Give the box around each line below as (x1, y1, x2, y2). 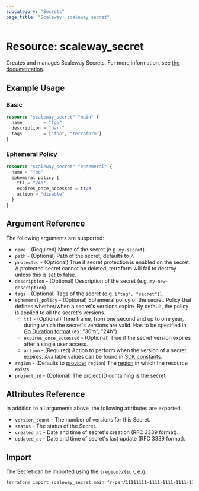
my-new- (149, 278, 169, 285)
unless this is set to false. (14, 271, 77, 278)
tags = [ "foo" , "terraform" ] (11, 130, 102, 136)
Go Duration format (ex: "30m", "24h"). (23, 327, 119, 335)
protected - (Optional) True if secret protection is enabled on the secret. (14, 259, 191, 266)
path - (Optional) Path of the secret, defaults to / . (14, 252, 135, 259)
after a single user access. (23, 340, 88, 347)
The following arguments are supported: (6, 234, 105, 241)
